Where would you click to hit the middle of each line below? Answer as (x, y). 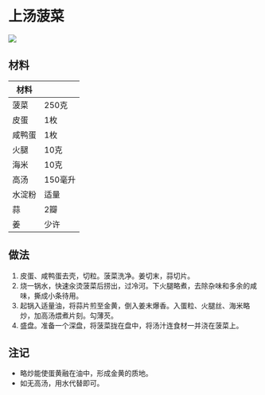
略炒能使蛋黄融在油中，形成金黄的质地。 (86, 374)
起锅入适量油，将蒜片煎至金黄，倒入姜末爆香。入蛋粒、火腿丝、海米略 (135, 305)
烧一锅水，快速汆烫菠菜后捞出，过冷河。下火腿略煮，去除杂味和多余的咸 (138, 285)
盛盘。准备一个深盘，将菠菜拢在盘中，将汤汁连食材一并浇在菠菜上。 (131, 325)
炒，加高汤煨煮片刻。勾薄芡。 (68, 316)
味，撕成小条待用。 (51, 296)
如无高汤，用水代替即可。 (62, 383)
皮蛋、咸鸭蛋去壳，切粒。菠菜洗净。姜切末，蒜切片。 (107, 276)
